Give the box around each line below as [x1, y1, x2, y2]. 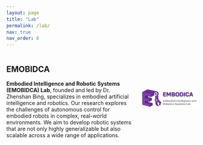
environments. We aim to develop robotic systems [6, 118, 132, 126]
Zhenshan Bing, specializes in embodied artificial [6, 93, 129, 100]
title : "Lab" [6, 16, 40, 22]
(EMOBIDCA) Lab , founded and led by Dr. [6, 86, 111, 93]
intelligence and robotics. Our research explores [6, 99, 127, 106]
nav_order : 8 [6, 35, 40, 42]
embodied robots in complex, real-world [6, 112, 107, 120]
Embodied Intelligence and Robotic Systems [6, 79, 120, 87]
